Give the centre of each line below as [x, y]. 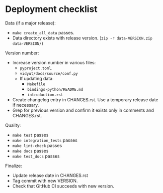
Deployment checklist [51, 9]
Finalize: [14, 166]
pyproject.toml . [36, 68]
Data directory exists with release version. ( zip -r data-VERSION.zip [82, 38]
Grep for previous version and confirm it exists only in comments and [83, 110]
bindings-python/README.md [55, 89]
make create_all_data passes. [43, 32]
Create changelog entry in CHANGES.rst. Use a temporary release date [85, 99]
